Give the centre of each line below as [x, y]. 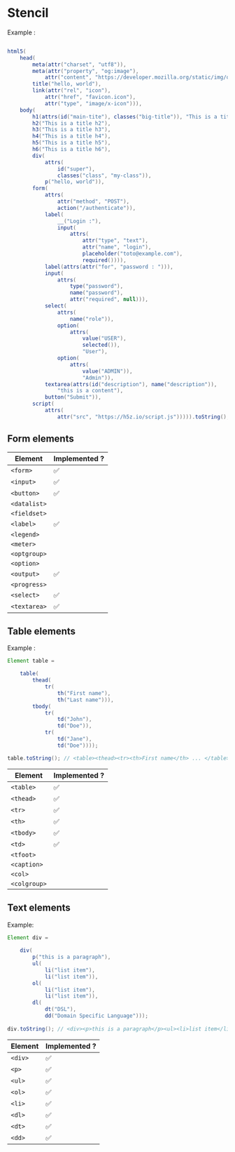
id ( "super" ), [76, 169]
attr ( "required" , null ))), [109, 300]
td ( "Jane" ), [74, 739]
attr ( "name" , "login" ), [117, 247]
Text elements [39, 908]
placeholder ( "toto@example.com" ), [133, 254]
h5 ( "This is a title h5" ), [72, 143]
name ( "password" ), [97, 293]
